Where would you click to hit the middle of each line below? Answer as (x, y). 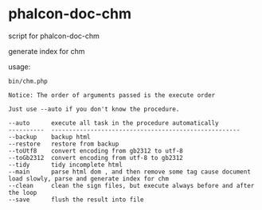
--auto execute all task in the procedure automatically (113, 123)
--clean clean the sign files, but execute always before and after (131, 185)
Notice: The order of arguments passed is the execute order (112, 95)
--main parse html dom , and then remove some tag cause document (129, 172)
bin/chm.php (28, 81)
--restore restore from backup (64, 144)
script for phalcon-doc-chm (54, 36)
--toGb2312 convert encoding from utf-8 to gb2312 (96, 157)
